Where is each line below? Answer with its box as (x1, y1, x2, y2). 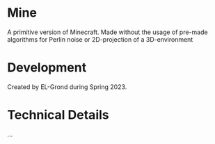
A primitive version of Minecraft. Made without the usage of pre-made (7, 28, 208, 36)
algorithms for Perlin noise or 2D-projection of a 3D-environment (7, 35, 193, 43)
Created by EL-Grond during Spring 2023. (7, 82, 127, 91)
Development (7, 60, 87, 76)
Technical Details (7, 107, 109, 123)
